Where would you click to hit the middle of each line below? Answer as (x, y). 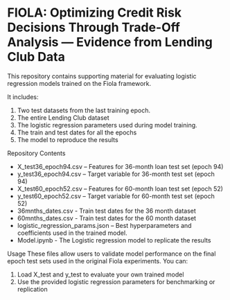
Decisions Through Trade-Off (94, 27)
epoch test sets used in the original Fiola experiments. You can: (98, 261)
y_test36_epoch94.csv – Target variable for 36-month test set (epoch (116, 174)
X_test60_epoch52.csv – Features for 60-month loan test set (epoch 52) (120, 188)
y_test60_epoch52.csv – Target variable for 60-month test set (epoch (116, 196)
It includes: (23, 97)
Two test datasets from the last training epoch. (84, 110)
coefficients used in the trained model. (72, 233)
